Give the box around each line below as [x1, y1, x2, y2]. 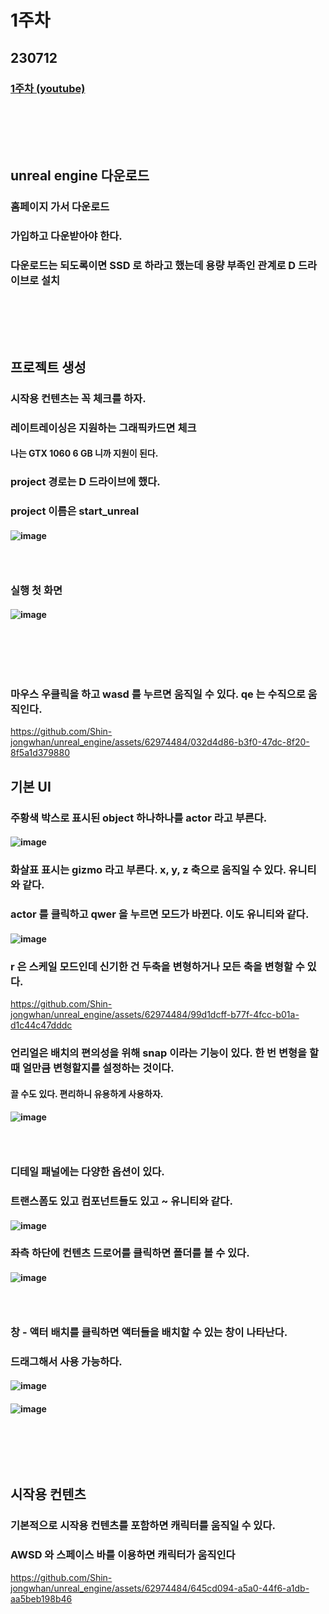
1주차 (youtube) [10, 81, 86, 95]
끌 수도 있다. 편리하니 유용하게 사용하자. [10, 1087, 164, 1100]
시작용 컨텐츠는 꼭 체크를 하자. [10, 391, 147, 405]
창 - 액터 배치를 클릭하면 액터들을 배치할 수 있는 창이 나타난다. [10, 1325, 288, 1339]
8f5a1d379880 [10, 747, 70, 759]
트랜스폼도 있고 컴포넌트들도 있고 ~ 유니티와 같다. [10, 1194, 233, 1208]
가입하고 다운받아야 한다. [10, 229, 123, 243]
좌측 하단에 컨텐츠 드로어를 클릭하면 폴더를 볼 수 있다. [10, 1246, 250, 1260]
